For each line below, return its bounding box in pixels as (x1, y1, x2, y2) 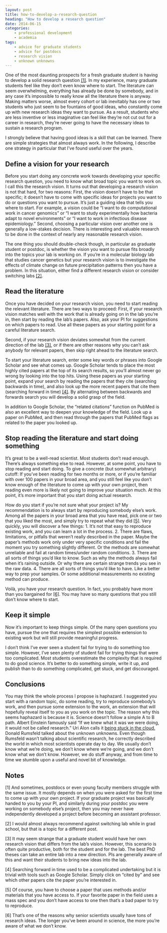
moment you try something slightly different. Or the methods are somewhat (5, 544, 160, 550)
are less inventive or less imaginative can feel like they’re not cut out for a (5, 114, 156, 120)
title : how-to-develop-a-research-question (5, 12, 97, 17)
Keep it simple (5, 611, 50, 619)
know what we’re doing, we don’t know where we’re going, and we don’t (5, 746, 154, 752)
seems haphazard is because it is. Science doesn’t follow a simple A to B (5, 714, 155, 720)
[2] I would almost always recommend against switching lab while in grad (5, 821, 156, 827)
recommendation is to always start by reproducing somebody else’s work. (5, 507, 157, 513)
